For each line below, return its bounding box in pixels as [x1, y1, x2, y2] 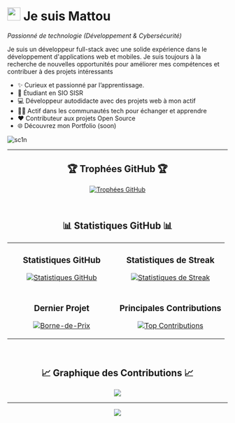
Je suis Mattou [23, 8, 111, 24]
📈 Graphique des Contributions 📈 [41, 367, 194, 379]
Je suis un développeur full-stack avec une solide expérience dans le [7, 45, 208, 53]
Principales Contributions [119, 303, 222, 314]
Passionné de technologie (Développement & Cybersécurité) [7, 31, 182, 40]
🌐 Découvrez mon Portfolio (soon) [17, 121, 117, 129]
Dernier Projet [34, 303, 90, 314]
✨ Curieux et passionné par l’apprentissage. [17, 80, 145, 89]
